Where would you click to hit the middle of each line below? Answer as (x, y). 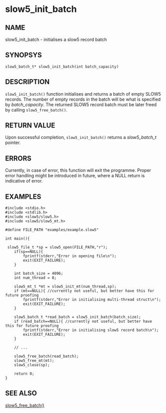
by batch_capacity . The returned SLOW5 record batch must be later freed (81, 104)
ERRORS (18, 158)
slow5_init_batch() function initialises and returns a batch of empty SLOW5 (83, 94)
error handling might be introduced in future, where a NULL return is (75, 176)
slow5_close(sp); (32, 365)
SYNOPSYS (24, 55)
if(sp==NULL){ (29, 252)
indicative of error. (24, 181)
